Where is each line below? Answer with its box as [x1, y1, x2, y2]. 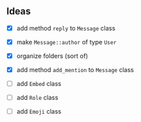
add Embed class [16, 80, 62, 88]
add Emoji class [16, 107, 62, 116]
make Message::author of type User [16, 37, 117, 46]
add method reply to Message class [16, 24, 115, 32]
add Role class [16, 94, 59, 102]
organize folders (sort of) [16, 51, 88, 60]
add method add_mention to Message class [16, 66, 134, 73]
